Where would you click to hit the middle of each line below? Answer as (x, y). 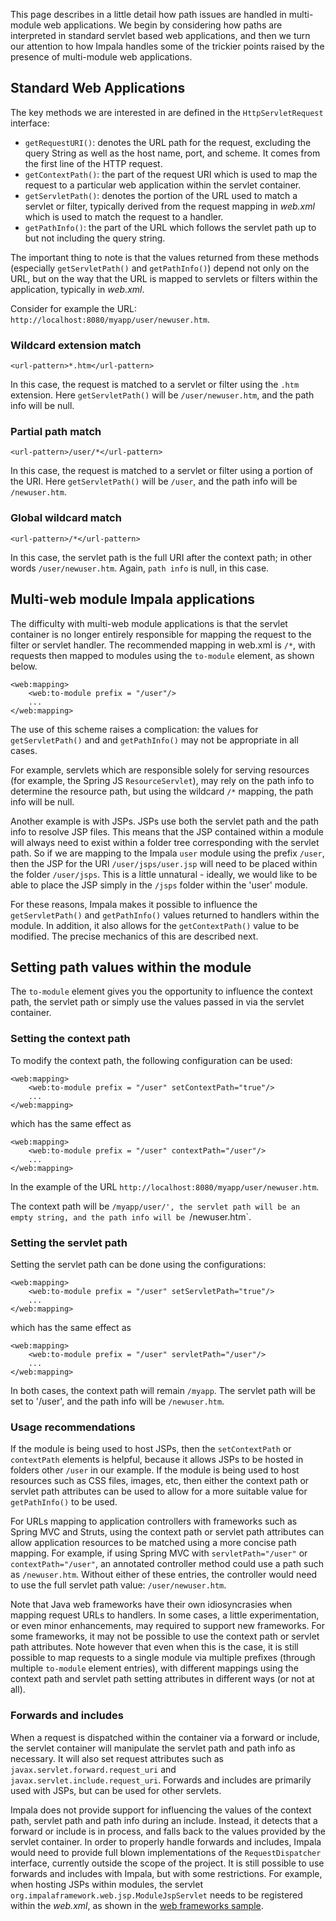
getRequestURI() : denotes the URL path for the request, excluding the (168, 142)
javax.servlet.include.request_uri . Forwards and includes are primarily (161, 1780)
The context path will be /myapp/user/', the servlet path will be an (155, 1206)
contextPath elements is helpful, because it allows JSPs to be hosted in (157, 1460)
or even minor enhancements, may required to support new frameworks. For (167, 1626)
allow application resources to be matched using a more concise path (153, 1543)
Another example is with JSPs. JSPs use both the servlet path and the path (165, 821)
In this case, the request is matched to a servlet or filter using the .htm (155, 385)
